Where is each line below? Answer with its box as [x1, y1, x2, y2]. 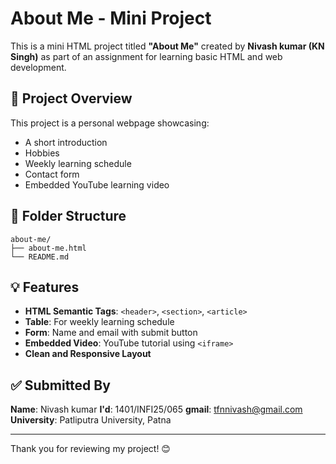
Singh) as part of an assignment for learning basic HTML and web [10, 50, 283, 62]
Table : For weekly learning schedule [24, 316, 175, 328]
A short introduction [24, 136, 108, 148]
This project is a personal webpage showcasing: [10, 117, 210, 129]
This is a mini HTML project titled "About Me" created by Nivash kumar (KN [10, 40, 325, 52]
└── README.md [10, 252, 70, 262]
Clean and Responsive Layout [24, 348, 152, 360]
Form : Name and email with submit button [24, 327, 198, 339]
